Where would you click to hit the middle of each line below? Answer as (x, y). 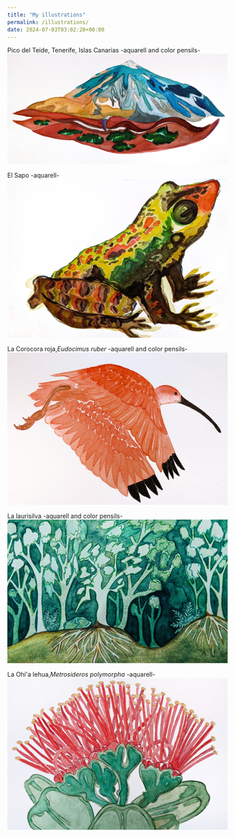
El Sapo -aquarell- (33, 176)
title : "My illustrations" (47, 15)
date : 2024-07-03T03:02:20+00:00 (56, 29)
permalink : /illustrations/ (48, 22)
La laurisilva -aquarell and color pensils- (65, 516)
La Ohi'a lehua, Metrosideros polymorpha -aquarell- (81, 674)
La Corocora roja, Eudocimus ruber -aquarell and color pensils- (98, 349)
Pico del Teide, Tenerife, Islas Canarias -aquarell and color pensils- (104, 50)
